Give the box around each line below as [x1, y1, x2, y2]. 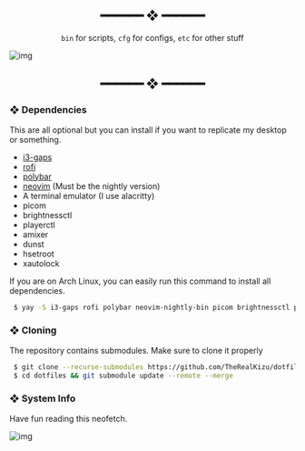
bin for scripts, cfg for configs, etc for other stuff [61, 32, 244, 43]
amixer [22, 228, 49, 240]
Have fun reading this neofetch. [9, 413, 128, 424]
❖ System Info [9, 392, 76, 405]
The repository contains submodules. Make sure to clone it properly [9, 345, 263, 356]
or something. [9, 134, 62, 145]
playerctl [22, 219, 56, 230]
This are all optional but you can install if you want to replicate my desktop [9, 124, 288, 135]
